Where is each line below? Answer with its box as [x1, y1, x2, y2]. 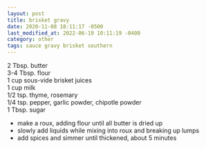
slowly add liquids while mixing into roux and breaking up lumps [17, 126, 200, 134]
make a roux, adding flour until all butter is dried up [17, 119, 163, 127]
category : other [7, 36, 54, 43]
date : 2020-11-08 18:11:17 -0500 [7, 23, 104, 30]
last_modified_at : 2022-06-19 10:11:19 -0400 [7, 29, 140, 37]
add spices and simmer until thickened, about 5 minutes [17, 134, 177, 142]
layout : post [7, 10, 45, 17]
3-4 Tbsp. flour [7, 69, 51, 77]
